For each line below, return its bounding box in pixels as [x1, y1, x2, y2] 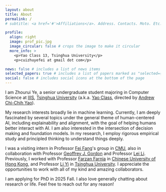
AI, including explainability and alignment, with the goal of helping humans [5, 120, 157, 126]
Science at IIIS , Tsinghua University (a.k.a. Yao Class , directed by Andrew [5, 95, 155, 100]
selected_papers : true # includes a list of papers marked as [5, 71, 136, 76]
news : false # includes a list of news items [5, 66, 100, 72]
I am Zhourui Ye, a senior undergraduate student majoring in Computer [5, 90, 149, 95]
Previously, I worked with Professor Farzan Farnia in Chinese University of [5, 156, 156, 161]
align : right [9, 35, 37, 40]
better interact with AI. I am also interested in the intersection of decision [5, 125, 153, 131]
